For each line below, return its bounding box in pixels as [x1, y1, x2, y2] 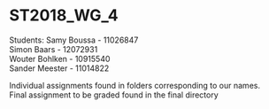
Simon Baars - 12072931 [9, 43, 98, 54]
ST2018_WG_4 [9, 5, 119, 26]
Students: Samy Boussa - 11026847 [9, 35, 139, 45]
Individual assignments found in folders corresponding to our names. [9, 80, 261, 90]
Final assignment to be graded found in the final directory [9, 90, 219, 100]
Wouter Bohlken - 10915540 [9, 53, 111, 64]
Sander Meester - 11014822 [9, 63, 110, 74]
